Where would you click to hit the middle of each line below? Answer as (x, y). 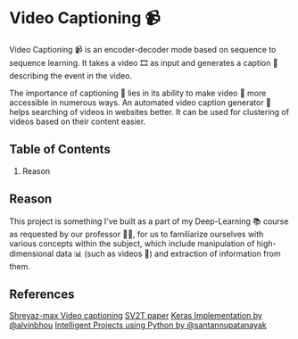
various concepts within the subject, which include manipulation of (132, 244)
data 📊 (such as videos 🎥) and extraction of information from (168, 253)
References (42, 294)
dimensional (32, 253)
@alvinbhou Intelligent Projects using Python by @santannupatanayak (138, 325)
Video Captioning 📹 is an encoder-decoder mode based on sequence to (143, 49)
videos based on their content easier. (78, 121)
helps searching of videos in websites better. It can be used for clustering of (149, 112)
